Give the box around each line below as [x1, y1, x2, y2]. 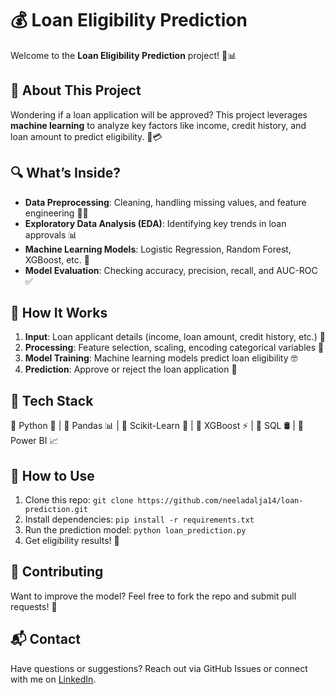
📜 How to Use [10, 467, 95, 484]
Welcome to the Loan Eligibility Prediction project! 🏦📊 [10, 49, 237, 61]
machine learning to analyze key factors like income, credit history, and [10, 119, 307, 131]
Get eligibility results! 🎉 [24, 535, 120, 546]
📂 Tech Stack [10, 392, 94, 409]
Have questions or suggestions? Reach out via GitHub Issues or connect [10, 662, 308, 674]
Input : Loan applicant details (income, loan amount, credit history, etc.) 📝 [24, 331, 326, 343]
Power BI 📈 [10, 435, 59, 447]
